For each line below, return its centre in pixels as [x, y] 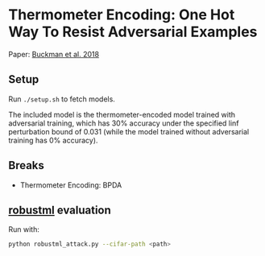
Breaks [26, 165]
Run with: [24, 229]
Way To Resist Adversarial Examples [133, 32]
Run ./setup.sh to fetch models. [62, 99]
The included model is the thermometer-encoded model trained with [122, 114]
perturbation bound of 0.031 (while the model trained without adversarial [129, 131]
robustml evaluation [60, 210]
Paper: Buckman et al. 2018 [54, 54]
